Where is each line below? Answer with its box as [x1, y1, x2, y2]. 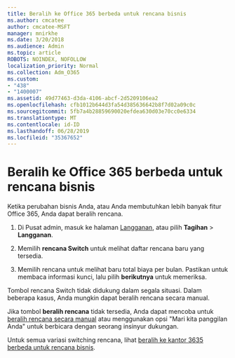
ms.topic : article [7, 50, 61, 57]
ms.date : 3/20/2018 [7, 36, 65, 43]
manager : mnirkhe [7, 29, 58, 37]
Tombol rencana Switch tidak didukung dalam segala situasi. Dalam [7, 287, 202, 295]
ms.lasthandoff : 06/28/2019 [7, 128, 90, 135]
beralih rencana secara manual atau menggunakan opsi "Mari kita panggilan [7, 315, 228, 323]
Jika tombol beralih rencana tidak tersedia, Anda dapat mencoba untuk [7, 308, 214, 316]
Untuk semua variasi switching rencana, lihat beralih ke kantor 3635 [7, 336, 203, 344]
